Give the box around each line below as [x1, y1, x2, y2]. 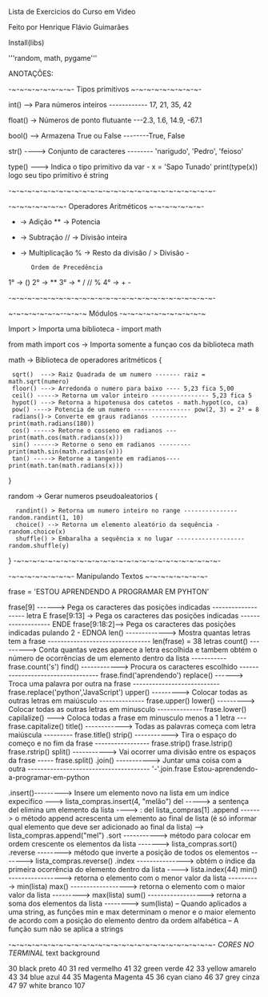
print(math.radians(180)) [8, 420, 94, 428]
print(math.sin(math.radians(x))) [8, 448, 124, 456]
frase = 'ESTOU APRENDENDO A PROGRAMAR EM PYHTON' [8, 587, 210, 596]
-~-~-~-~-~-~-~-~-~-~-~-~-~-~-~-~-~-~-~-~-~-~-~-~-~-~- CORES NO [8, 940, 254, 949]
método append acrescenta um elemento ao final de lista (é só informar [21, 814, 258, 823]
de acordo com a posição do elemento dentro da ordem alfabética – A [8, 916, 239, 925]
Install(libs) [8, 38, 45, 47]
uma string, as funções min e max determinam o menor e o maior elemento [8, 907, 256, 916]
